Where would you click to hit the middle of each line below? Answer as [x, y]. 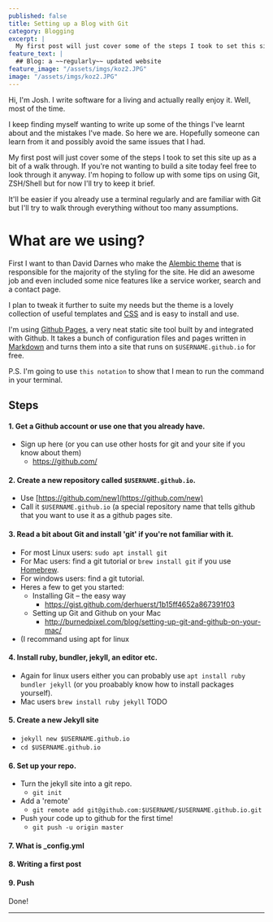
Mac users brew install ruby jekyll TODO [94, 701]
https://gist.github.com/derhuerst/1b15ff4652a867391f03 [140, 604]
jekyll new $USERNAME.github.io [75, 739]
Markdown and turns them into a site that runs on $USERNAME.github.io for [132, 346]
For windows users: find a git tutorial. [82, 578]
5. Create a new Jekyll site [54, 720]
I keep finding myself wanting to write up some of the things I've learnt [127, 124]
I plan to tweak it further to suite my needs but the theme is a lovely [121, 305]
